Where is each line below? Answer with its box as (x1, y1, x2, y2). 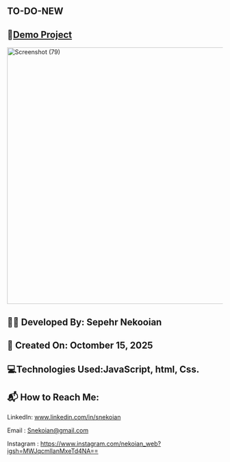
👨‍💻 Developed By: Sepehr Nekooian (7, 316, 162, 328)
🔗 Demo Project (7, 29, 73, 41)
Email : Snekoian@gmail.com (7, 426, 89, 435)
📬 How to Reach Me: (7, 391, 99, 403)
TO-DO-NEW (7, 5, 64, 17)
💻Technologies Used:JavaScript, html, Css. (7, 364, 200, 376)
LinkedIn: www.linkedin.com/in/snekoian (7, 413, 121, 421)
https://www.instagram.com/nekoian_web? (40, 439, 162, 448)
